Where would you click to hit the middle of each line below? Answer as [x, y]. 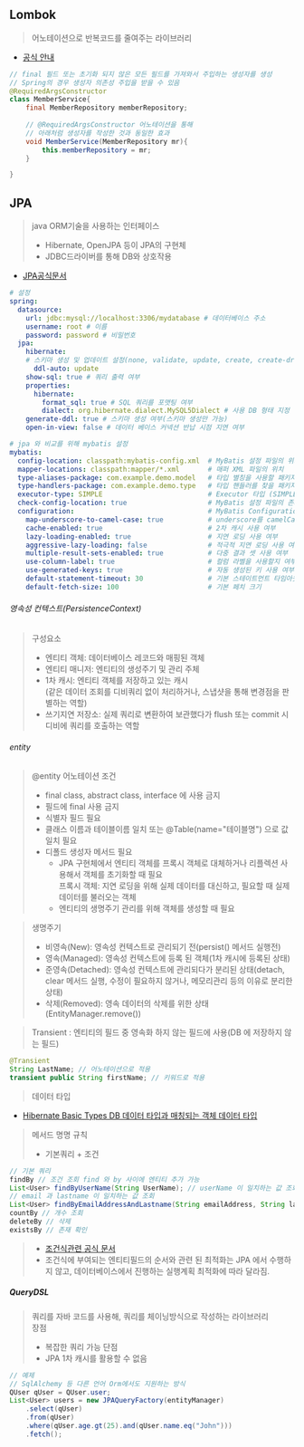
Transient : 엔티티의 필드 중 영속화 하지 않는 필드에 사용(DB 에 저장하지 [157, 1032]
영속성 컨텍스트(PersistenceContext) [76, 609]
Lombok [33, 15]
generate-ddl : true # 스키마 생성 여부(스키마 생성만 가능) [127, 419]
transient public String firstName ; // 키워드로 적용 [107, 1078]
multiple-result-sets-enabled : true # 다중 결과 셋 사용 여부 [157, 553]
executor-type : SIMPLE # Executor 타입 [141, 494]
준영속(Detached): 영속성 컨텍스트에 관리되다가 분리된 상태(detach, [165, 970]
